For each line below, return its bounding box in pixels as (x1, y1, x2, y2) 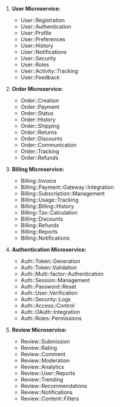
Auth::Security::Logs (20, 296, 71, 302)
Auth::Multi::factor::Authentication (20, 270, 104, 277)
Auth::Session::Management (20, 277, 90, 283)
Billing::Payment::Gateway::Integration (20, 183, 114, 191)
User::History (20, 42, 53, 49)
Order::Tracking (20, 148, 59, 155)
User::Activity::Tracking (20, 68, 78, 74)
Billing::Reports (20, 228, 58, 235)
